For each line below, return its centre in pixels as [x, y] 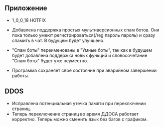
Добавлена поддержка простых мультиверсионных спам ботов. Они [85, 30]
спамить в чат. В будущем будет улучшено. [58, 40]
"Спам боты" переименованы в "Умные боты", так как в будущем [82, 50]
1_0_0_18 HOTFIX [29, 20]
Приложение [26, 8]
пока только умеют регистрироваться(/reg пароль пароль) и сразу [83, 35]
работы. [20, 75]
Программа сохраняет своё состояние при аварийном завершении [84, 70]
